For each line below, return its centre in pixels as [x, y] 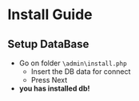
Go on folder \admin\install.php [73, 63]
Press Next [49, 80]
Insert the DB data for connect [81, 72]
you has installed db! [54, 88]
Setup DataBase [48, 44]
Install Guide [50, 15]
